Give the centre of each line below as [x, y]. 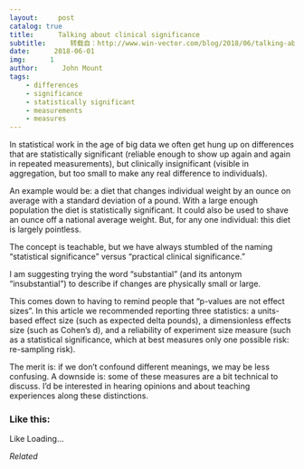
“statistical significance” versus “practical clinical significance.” [128, 257]
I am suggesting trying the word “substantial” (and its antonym [126, 274]
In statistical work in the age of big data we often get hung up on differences [152, 145]
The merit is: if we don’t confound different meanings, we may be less [139, 367]
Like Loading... [37, 439]
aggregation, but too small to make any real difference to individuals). [139, 174]
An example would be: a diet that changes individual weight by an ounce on [150, 191]
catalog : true [36, 26]
